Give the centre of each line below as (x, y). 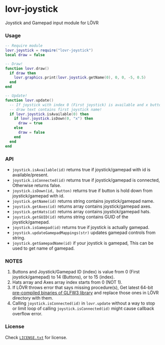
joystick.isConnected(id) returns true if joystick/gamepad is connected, (86, 180)
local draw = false (25, 55)
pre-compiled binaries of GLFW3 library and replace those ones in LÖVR (85, 293)
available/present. (30, 175)
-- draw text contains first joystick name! (56, 110)
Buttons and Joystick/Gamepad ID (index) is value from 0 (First (76, 272)
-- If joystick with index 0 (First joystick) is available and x (79, 105)
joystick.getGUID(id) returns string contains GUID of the (70, 217)
